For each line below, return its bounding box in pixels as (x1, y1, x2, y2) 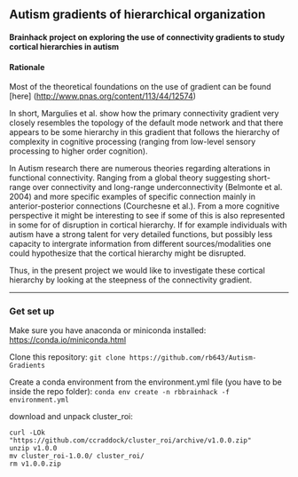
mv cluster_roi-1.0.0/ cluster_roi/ (9, 452, 145, 461)
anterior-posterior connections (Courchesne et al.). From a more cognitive (9, 201, 280, 211)
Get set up (9, 306, 55, 318)
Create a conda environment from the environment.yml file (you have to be (9, 377, 282, 387)
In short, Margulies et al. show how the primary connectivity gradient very (9, 108, 279, 119)
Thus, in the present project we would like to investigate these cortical (9, 266, 266, 276)
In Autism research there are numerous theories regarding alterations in (9, 163, 271, 174)
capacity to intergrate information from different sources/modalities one (9, 239, 272, 250)
